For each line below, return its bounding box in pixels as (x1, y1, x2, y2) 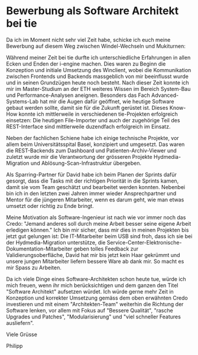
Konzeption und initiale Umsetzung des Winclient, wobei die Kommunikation (6, 66, 191, 73)
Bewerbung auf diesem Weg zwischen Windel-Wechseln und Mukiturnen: (6, 43, 186, 50)
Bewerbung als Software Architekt (6, 4, 179, 18)
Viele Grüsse (6, 331, 37, 338)
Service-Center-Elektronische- (106, 239, 182, 246)
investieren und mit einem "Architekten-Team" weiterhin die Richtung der (6, 300, 184, 308)
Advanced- (151, 92, 179, 99)
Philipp (6, 342, 23, 349)
